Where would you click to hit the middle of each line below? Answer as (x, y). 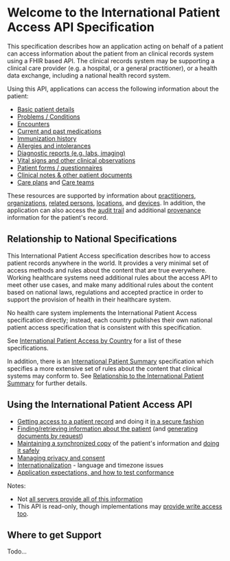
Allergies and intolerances (54, 146)
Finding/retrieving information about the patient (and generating (107, 428)
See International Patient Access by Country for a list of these (94, 341)
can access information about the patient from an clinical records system (111, 54)
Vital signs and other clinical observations (76, 160)
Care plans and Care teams (56, 182)
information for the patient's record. (58, 217)
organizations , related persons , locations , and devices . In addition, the (106, 203)
